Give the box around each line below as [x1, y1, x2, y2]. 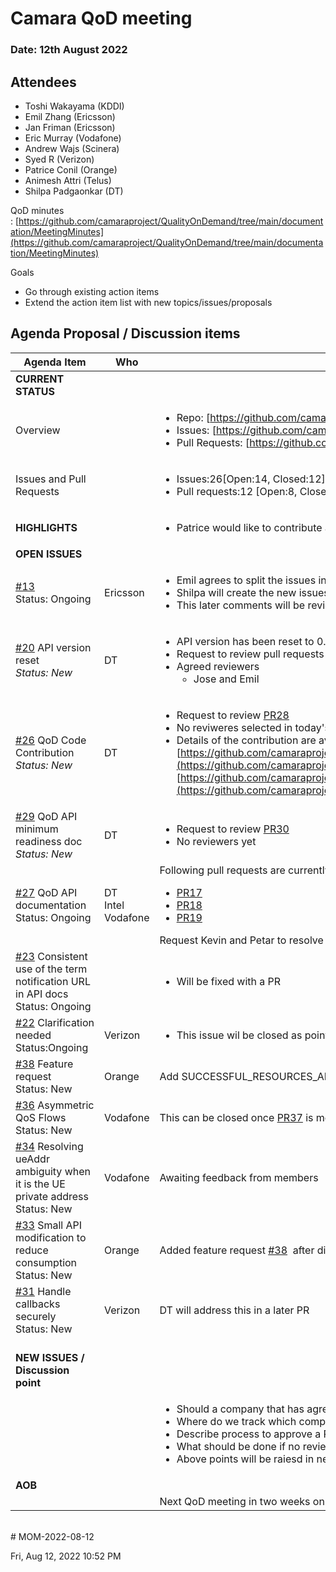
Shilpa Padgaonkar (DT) [24, 185, 124, 197]
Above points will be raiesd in [176, 1452, 315, 1466]
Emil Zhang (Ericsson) [24, 110, 116, 122]
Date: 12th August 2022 [10, 43, 128, 57]
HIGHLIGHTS [15, 520, 78, 534]
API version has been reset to [176, 634, 315, 648]
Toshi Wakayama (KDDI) [24, 100, 125, 112]
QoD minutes [10, 204, 65, 216]
